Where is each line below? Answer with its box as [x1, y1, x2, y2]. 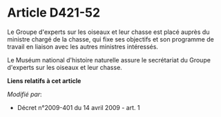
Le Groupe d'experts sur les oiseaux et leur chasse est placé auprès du [7, 28, 210, 36]
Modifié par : [7, 90, 43, 98]
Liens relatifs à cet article [7, 76, 81, 84]
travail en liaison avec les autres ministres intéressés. [7, 42, 159, 51]
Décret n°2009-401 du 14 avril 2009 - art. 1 [17, 103, 140, 111]
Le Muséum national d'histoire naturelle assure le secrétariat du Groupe [7, 55, 211, 64]
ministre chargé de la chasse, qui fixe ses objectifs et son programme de [7, 35, 214, 43]
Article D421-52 [7, 5, 101, 21]
